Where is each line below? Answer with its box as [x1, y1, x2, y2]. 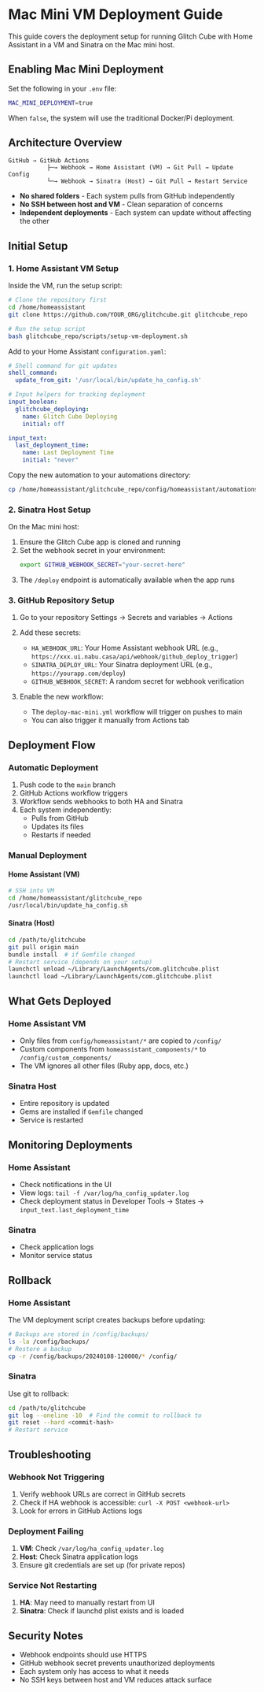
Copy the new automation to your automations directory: [8, 470, 191, 480]
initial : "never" [22, 456, 79, 464]
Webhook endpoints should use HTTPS [19, 1650, 148, 1660]
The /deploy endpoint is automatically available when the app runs [19, 575, 236, 584]
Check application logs [19, 1242, 94, 1252]
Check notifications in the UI [19, 1179, 112, 1189]
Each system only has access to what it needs [19, 1667, 170, 1676]
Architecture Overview [8, 136, 123, 150]
